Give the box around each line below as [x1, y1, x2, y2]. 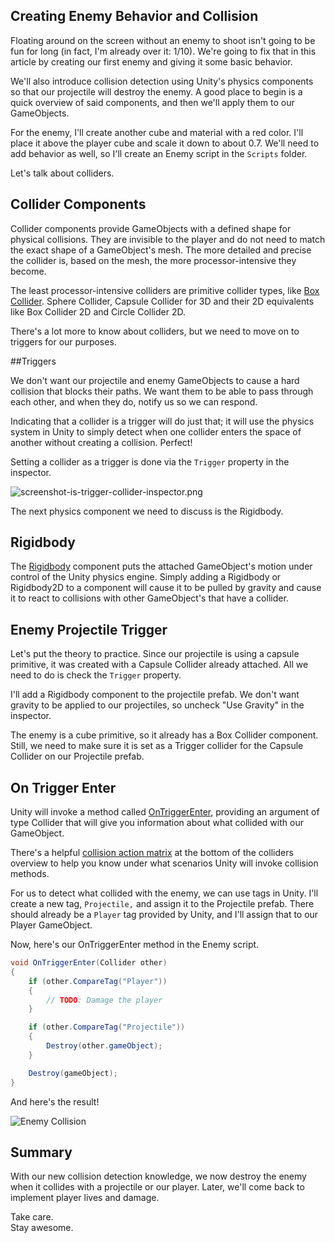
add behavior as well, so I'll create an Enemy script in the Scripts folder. [10, 147, 308, 159]
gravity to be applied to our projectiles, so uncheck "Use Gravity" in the [10, 699, 305, 711]
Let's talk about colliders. [10, 167, 115, 179]
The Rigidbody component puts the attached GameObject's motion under [10, 560, 313, 573]
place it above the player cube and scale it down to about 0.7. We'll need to [10, 137, 320, 149]
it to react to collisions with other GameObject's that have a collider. [10, 592, 289, 604]
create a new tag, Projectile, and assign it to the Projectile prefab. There [10, 898, 315, 910]
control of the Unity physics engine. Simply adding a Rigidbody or [10, 571, 282, 583]
